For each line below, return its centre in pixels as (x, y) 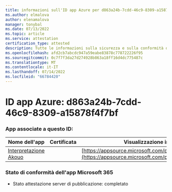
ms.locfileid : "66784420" (33, 77)
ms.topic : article (25, 34)
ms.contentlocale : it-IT (32, 67)
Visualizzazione (144, 142)
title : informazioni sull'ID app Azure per (52, 10)
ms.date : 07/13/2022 (27, 29)
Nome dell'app (26, 142)
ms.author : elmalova (27, 15)
